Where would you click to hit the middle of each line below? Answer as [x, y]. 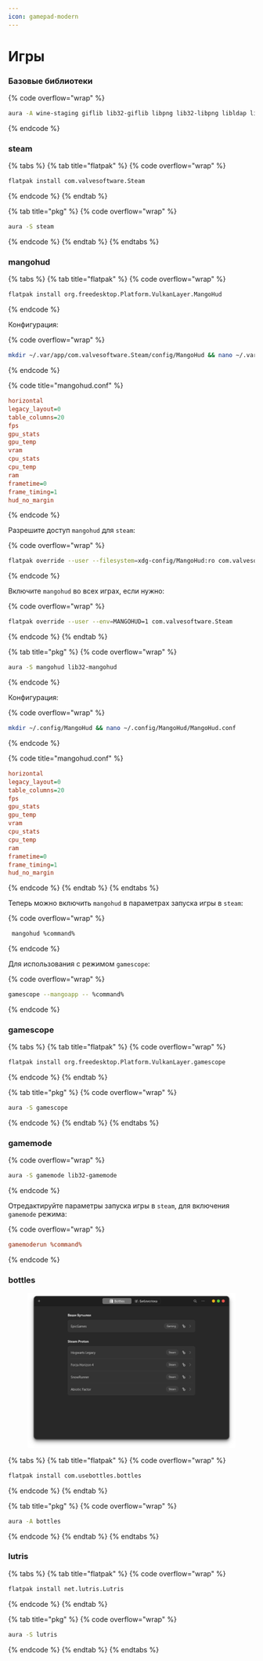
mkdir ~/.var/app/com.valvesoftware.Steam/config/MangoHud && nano [121, 356]
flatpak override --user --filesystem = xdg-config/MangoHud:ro [112, 561]
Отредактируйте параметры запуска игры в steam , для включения [119, 1206]
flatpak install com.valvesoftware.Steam [77, 181]
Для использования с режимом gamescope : [79, 964]
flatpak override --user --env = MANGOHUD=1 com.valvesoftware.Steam [121, 622]
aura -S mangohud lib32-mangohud [63, 667]
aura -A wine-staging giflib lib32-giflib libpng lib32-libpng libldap [127, 114]
